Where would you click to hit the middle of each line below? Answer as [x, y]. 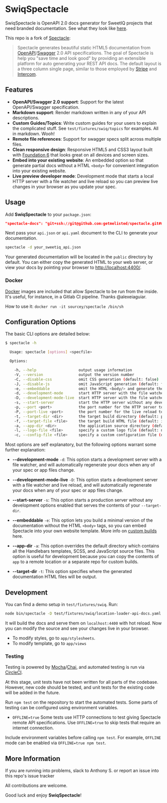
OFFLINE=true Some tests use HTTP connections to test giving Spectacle [86, 717]
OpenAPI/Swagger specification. [46, 107]
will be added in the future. [33, 693]
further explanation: [25, 450]
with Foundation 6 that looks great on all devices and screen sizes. [81, 155]
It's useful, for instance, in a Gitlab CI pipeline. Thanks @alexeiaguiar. [76, 297]
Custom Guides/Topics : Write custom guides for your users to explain [84, 123]
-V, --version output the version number [74, 375]
